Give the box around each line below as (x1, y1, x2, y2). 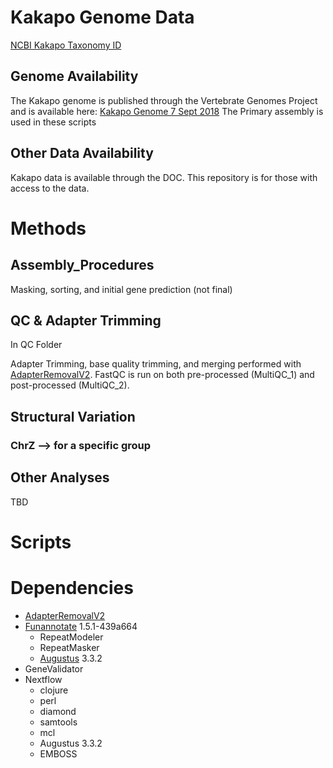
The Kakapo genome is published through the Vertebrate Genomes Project (10, 94, 318, 106)
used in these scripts (10, 116, 97, 128)
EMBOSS (39, 747, 78, 760)
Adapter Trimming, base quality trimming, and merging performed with (10, 358, 302, 370)
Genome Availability (10, 68, 139, 85)
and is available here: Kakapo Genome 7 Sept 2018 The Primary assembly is (10, 105, 324, 117)
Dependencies (10, 576, 134, 599)
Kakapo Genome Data (10, 6, 195, 29)
